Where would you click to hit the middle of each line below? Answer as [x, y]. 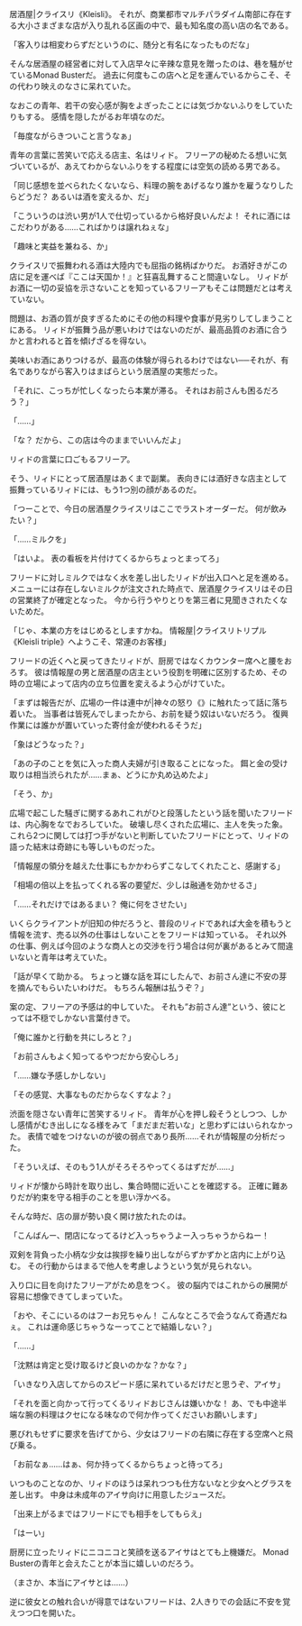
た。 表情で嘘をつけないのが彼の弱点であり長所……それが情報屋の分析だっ [147, 1136]
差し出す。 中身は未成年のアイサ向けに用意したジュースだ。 [120, 1494]
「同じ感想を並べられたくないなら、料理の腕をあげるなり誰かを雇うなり [143, 185]
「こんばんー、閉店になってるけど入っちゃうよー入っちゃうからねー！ [140, 1235]
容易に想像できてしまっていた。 [69, 1296]
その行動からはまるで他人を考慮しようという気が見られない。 [142, 1266]
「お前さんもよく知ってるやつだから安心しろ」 [96, 1056]
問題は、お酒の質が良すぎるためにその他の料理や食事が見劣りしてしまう [143, 318]
